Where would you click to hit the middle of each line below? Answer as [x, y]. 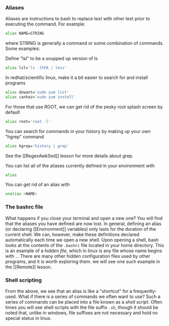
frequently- [145, 291]
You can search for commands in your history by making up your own [78, 131]
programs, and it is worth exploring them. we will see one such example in [83, 261]
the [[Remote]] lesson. [29, 267]
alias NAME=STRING [25, 34]
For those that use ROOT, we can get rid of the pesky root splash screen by [84, 106]
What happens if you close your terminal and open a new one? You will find [84, 218]
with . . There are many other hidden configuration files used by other [78, 256]
